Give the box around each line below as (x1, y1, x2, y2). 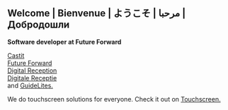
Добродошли (7, 19, 70, 31)
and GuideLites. (7, 81, 53, 90)
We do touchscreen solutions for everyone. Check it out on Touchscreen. (7, 94, 221, 103)
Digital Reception (7, 66, 57, 75)
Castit (7, 51, 25, 59)
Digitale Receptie (7, 73, 57, 82)
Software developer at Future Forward (7, 37, 122, 46)
